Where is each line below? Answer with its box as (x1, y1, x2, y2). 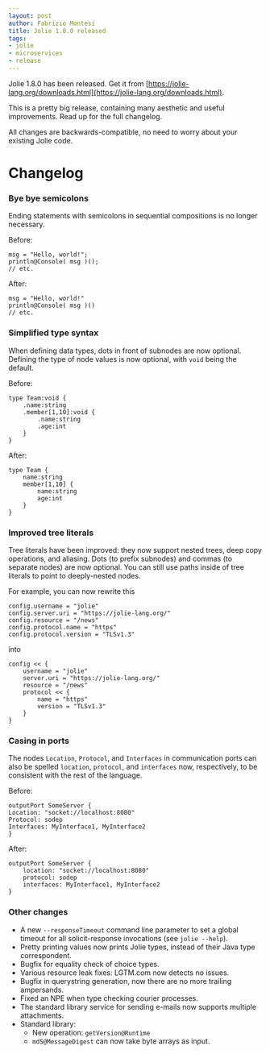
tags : (8, 34, 27, 43)
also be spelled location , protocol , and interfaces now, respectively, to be (8, 762, 258, 772)
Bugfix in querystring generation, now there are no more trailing (19, 976, 232, 986)
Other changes (8, 907, 69, 918)
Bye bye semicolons (8, 193, 89, 204)
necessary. (8, 219, 46, 230)
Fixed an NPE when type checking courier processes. (19, 993, 199, 1003)
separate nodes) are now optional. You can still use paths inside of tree (8, 562, 244, 572)
